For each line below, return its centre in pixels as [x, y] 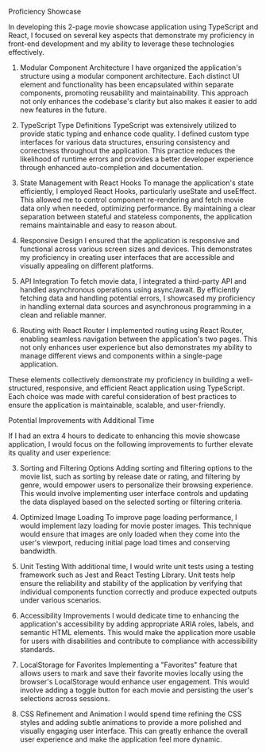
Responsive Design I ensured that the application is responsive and [129, 240]
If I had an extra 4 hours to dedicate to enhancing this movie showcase [124, 436]
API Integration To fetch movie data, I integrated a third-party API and [133, 281]
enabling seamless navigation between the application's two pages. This [139, 339]
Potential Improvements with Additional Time [81, 420]
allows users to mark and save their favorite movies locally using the [131, 673]
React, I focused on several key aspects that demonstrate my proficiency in [131, 35]
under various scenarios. [60, 600]
